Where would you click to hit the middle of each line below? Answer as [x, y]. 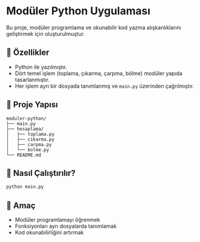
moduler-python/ [26, 118]
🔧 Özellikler [28, 53]
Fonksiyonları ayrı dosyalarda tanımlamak [66, 226]
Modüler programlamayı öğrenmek [57, 220]
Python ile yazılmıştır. [41, 67]
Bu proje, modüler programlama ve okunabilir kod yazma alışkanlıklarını [94, 27]
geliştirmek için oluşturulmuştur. [45, 33]
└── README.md [24, 155]
